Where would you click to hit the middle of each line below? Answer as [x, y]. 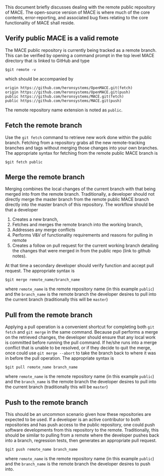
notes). [19, 256]
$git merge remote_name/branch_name [42, 280]
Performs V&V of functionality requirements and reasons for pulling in [82, 235]
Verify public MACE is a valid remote [62, 38]
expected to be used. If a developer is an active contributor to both [73, 420]
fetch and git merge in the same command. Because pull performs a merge [82, 332]
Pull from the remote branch [49, 315]
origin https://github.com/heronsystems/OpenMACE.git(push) [68, 92]
